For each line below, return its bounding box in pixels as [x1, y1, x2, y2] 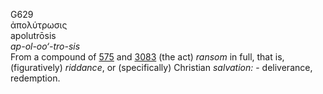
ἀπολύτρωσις [10, 19, 68, 31]
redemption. [10, 72, 61, 84]
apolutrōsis [10, 30, 57, 41]
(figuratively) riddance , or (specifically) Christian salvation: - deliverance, [10, 62, 313, 73]
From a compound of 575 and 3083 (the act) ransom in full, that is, [10, 51, 285, 63]
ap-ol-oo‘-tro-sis [10, 40, 81, 52]
